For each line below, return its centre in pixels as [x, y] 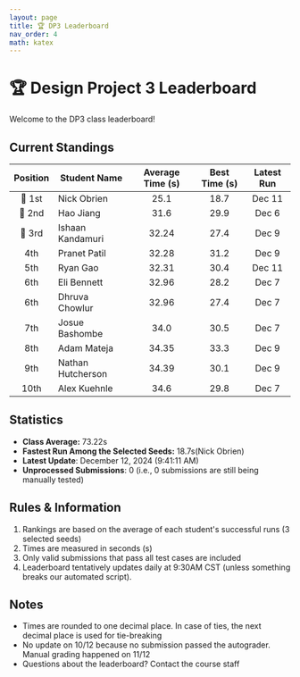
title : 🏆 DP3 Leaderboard [59, 26]
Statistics [37, 420]
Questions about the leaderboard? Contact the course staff [131, 664]
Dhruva [73, 297]
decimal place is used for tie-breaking [92, 636]
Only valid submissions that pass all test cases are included [132, 557]
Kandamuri [81, 239]
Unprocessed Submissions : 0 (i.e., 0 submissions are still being [140, 470]
